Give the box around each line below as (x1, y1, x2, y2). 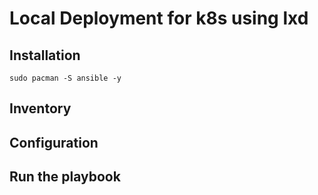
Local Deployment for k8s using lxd (9, 7, 309, 30)
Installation (9, 47, 81, 64)
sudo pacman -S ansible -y (9, 73, 122, 83)
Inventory (9, 100, 72, 117)
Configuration (9, 134, 99, 151)
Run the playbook (9, 168, 121, 186)
